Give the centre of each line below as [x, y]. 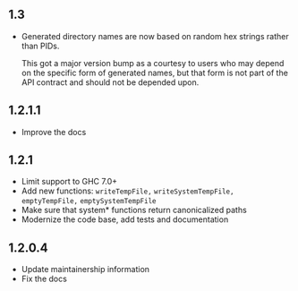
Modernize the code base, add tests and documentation [125, 219]
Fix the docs [44, 279]
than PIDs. [40, 46]
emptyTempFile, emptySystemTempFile [89, 201]
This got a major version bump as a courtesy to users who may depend [153, 63]
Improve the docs [54, 132]
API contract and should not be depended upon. [110, 82]
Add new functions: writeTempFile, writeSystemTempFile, [128, 191]
